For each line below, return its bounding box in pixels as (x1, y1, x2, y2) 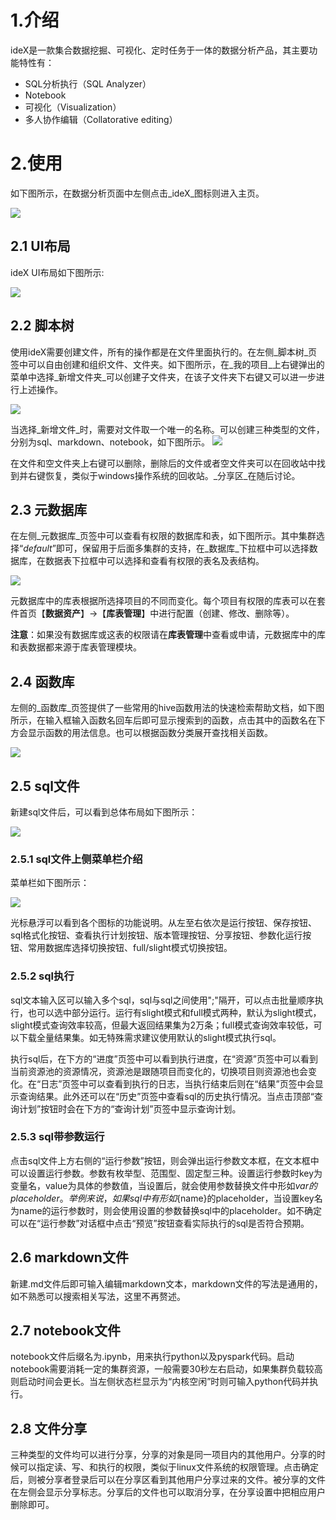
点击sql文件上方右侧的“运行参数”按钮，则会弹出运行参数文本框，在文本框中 (10, 1154, 320, 1166)
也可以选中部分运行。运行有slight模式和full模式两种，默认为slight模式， (27, 1006, 322, 1018)
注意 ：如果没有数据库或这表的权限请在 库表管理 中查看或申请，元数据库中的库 (10, 629, 326, 641)
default (23, 542, 53, 555)
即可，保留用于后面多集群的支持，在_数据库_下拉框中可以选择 (55, 542, 310, 555)
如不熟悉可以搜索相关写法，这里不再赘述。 (10, 1290, 186, 1302)
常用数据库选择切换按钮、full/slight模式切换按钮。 (27, 942, 233, 954)
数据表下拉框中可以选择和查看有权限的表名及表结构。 (44, 555, 265, 567)
